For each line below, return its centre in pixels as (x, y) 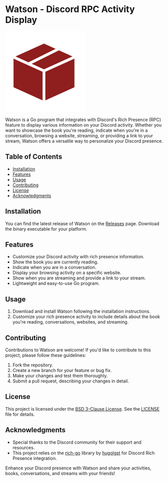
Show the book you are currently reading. (55, 262)
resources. (24, 447)
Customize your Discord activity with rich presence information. (78, 257)
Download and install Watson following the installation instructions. (81, 311)
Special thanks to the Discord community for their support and (77, 442)
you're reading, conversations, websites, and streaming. (70, 322)
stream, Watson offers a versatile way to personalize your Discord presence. (84, 141)
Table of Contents (34, 157)
